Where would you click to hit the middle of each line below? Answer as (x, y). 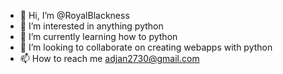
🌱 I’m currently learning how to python (98, 36)
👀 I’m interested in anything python (91, 26)
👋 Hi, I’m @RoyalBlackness (74, 15)
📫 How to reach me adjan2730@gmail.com (109, 58)
